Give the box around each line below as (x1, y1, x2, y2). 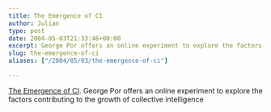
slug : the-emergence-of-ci (8, 49, 100, 57)
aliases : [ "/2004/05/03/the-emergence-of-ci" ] (8, 57, 168, 65)
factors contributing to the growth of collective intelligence (8, 94, 204, 104)
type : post (8, 27, 45, 35)
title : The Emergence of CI (8, 11, 104, 20)
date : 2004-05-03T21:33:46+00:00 (8, 34, 121, 43)
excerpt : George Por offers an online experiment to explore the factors (8, 42, 263, 50)
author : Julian (8, 19, 60, 27)
